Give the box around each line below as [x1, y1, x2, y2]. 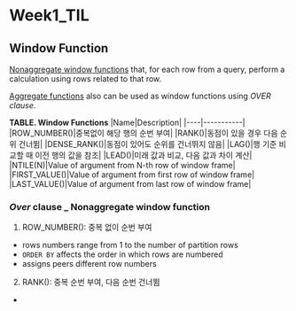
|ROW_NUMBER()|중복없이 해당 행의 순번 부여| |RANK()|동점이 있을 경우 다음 [9, 128, 278, 138]
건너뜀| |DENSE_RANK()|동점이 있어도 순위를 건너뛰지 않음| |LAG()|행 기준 [18, 139, 277, 149]
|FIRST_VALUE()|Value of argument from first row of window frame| [9, 169, 255, 180]
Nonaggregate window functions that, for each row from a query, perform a [9, 64, 285, 74]
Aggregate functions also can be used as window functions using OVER [9, 90, 272, 101]
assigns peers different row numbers [21, 259, 157, 269]
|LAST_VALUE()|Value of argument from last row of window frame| [9, 179, 252, 189]
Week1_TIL [9, 5, 90, 26]
